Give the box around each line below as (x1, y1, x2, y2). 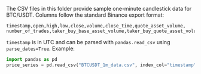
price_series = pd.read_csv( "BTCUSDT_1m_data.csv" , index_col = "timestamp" (6, 62, 197, 68)
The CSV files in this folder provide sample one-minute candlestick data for (6, 5, 192, 12)
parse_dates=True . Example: (6, 45, 75, 52)
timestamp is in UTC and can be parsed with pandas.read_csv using (6, 39, 170, 45)
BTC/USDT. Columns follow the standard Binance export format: (6, 11, 165, 18)
